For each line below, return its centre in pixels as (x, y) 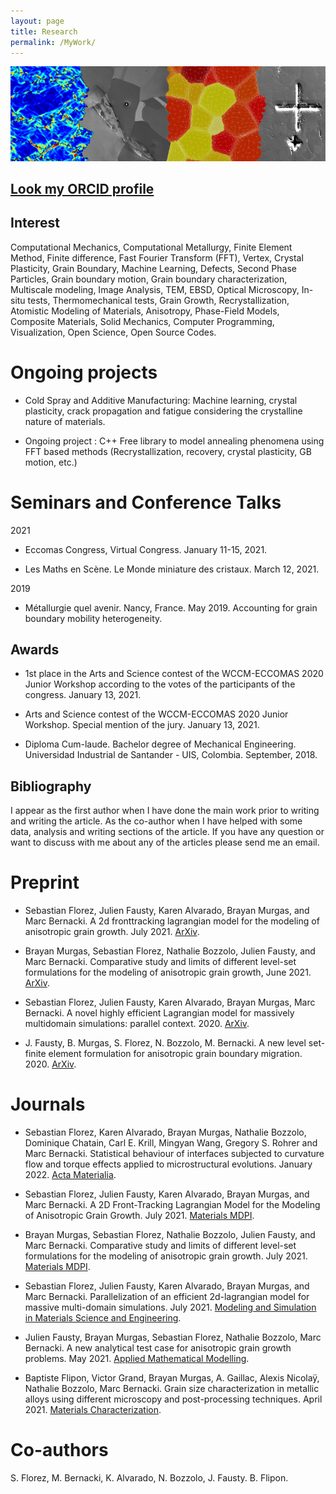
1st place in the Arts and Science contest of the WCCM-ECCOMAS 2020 (174, 674)
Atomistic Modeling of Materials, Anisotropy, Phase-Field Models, (145, 311)
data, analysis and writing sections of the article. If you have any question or (167, 832)
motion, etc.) (51, 462)
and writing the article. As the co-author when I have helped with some (156, 821)
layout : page (37, 21)
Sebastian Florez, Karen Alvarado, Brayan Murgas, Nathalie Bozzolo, (165, 1132)
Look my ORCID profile (82, 188)
